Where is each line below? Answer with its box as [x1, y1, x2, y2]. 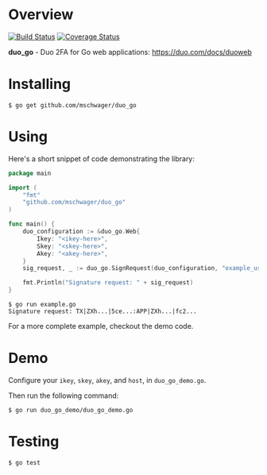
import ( [8, 183, 37, 191]
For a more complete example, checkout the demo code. [8, 322, 194, 331]
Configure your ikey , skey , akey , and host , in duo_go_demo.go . [8, 376, 207, 384]
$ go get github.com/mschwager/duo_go [8, 101, 137, 109]
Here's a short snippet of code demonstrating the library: [8, 153, 195, 164]
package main [8, 169, 52, 177]
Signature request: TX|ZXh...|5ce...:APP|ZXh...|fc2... [8, 307, 197, 315]
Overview [8, 6, 74, 24]
